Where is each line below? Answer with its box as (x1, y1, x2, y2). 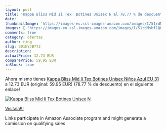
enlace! (5, 87, 20, 92)
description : (5, 48, 32, 53)
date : (5, 16, 16, 21)
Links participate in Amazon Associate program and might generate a (5, 115, 146, 121)
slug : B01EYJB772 (5, 44, 41, 49)
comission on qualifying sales (5, 121, 66, 127)
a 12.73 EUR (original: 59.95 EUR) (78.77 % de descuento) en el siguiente (5, 81, 154, 87)
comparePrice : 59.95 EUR (5, 58, 56, 63)
